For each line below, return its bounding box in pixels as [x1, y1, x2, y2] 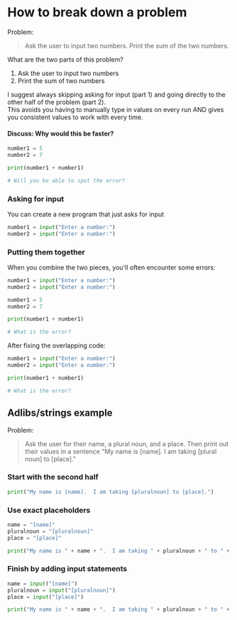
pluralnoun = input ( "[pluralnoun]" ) [7, 587, 116, 594]
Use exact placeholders [7, 505, 91, 515]
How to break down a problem [7, 4, 187, 21]
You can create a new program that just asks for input [7, 210, 165, 218]
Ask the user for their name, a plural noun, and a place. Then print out [24, 439, 229, 448]
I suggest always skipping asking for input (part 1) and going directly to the [7, 90, 226, 99]
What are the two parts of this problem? [7, 55, 124, 64]
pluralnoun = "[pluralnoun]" [7, 528, 94, 535]
